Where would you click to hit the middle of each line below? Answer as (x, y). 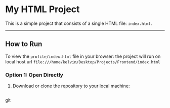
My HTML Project (42, 9)
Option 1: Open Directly (34, 75)
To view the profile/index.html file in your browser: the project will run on (83, 56)
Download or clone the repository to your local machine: (71, 86)
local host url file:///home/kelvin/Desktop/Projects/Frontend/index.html (83, 61)
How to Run (24, 44)
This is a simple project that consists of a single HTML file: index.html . (79, 23)
